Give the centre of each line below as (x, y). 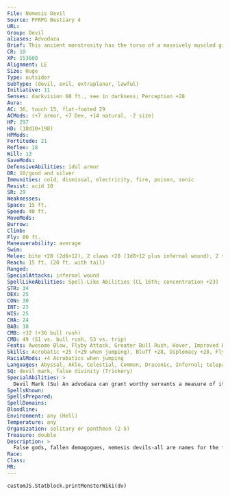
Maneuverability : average (44, 244)
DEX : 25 (18, 295)
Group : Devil (26, 33)
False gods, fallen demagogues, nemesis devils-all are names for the (116, 448)
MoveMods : (21, 218)
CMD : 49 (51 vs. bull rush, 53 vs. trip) (67, 339)
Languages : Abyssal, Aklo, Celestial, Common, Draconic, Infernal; (105, 365)
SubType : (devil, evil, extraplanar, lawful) (73, 84)
